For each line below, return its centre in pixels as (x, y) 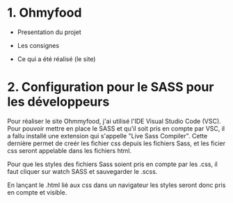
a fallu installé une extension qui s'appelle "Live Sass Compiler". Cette (107, 136)
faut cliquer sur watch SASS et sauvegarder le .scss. (82, 171)
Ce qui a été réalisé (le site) (56, 59)
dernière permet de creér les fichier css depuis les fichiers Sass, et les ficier (116, 143)
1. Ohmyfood (45, 13)
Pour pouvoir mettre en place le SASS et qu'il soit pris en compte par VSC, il (116, 128)
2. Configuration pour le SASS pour (111, 87)
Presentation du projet (49, 32)
